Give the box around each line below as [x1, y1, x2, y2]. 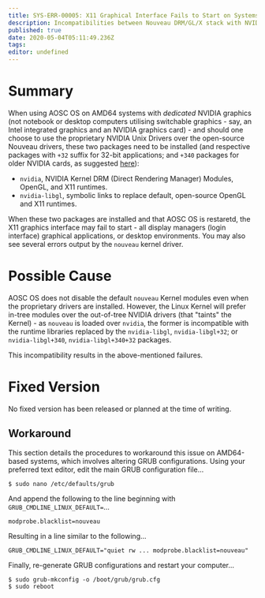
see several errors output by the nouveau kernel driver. [8, 239, 184, 249]
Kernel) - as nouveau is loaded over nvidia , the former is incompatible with [8, 318, 249, 327]
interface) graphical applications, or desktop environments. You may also [8, 230, 246, 241]
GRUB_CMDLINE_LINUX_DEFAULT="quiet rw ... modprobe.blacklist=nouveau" [8, 546, 248, 555]
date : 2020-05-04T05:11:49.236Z [8, 33, 114, 42]
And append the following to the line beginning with [8, 494, 176, 503]
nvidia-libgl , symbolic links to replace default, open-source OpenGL [19, 190, 246, 200]
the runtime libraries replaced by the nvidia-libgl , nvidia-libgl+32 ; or [8, 327, 238, 336]
